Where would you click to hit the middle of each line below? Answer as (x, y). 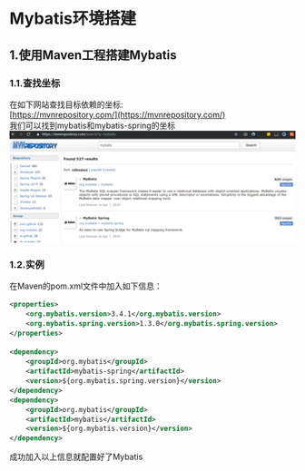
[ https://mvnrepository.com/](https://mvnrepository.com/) (118, 114)
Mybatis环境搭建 (73, 19)
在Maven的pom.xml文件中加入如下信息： (86, 286)
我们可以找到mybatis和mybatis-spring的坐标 (92, 125)
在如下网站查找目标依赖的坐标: (67, 104)
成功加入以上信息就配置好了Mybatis (76, 457)
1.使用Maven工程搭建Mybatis (93, 55)
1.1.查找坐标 (35, 83)
